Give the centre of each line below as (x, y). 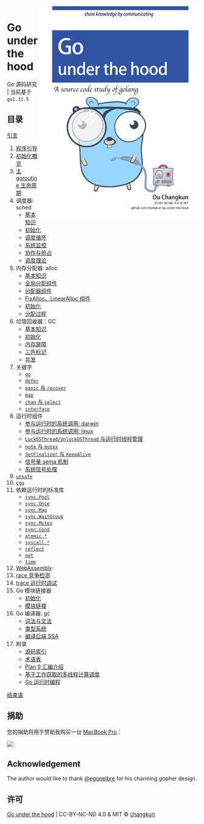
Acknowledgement (44, 764)
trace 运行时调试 (36, 582)
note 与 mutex (41, 446)
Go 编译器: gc (33, 613)
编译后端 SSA (42, 636)
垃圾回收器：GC (36, 321)
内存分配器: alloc (37, 268)
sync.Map (36, 510)
